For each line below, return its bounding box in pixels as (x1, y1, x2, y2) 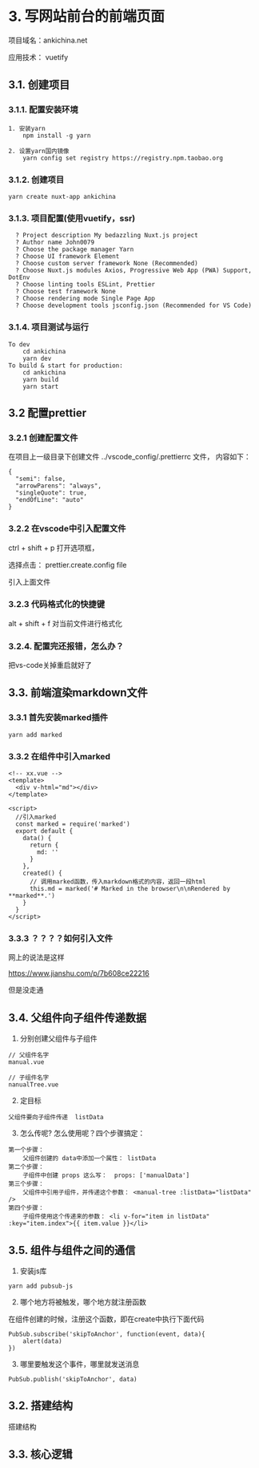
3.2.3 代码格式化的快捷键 (8, 599, 106, 610)
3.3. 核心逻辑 (8, 1448, 74, 1462)
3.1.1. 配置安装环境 (8, 104, 78, 115)
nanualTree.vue (8, 1081, 59, 1089)
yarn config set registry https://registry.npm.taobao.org (22, 154, 224, 162)
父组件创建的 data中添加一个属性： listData (22, 1155, 157, 1163)
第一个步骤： (8, 1146, 45, 1155)
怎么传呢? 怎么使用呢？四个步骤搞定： (19, 1128, 145, 1138)
